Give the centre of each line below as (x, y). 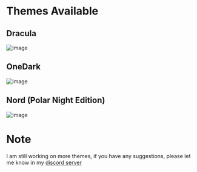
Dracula (21, 33)
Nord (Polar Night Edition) (56, 100)
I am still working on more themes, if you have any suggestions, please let (98, 156)
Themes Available (52, 11)
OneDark (24, 67)
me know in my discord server (44, 162)
